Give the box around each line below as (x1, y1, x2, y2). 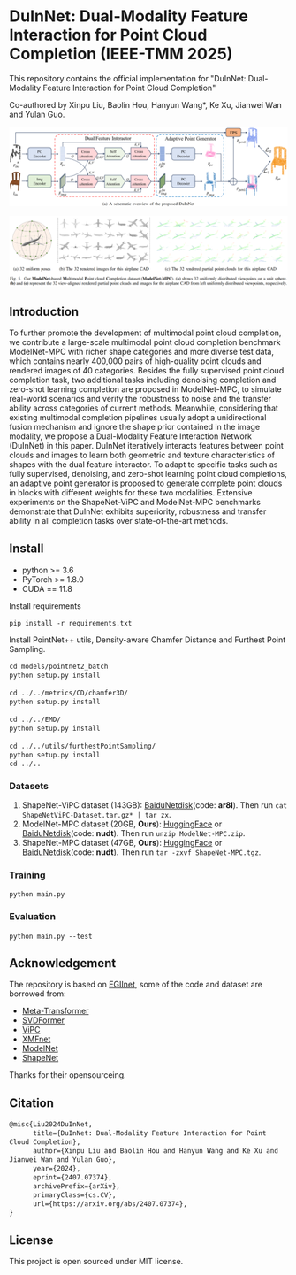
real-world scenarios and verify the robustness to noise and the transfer (9, 393, 272, 403)
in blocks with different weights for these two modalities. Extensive (9, 487, 253, 497)
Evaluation (9, 910, 56, 923)
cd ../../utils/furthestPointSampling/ (9, 741, 156, 750)
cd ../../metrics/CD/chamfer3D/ (9, 688, 128, 697)
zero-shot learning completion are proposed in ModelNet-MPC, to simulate (9, 383, 282, 395)
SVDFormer (21, 1015, 65, 1025)
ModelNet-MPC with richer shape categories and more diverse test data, (9, 346, 274, 357)
